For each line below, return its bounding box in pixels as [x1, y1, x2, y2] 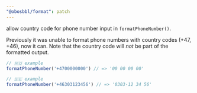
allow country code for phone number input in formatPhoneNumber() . [6, 25, 172, 32]
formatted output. [6, 48, 49, 56]
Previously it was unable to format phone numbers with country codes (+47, [6, 36, 191, 43]
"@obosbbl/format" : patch [6, 8, 70, 15]
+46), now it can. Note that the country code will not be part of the [6, 42, 169, 49]
